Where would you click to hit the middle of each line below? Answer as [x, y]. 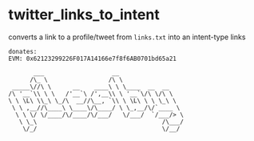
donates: [23, 51]
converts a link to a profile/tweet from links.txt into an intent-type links [127, 37]
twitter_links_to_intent [84, 15]
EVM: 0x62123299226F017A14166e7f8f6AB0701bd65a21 [93, 58]
